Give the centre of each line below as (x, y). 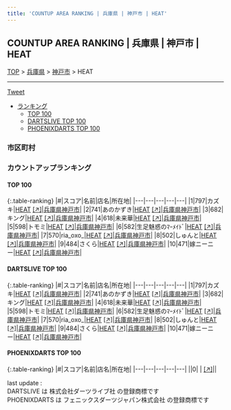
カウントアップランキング (49, 168)
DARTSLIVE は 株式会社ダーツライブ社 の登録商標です (83, 391)
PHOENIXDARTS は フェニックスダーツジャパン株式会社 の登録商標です (108, 400)
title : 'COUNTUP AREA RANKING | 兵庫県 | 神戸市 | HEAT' (87, 13)
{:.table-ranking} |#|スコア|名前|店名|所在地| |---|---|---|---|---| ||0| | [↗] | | (112, 369)
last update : (25, 382)
